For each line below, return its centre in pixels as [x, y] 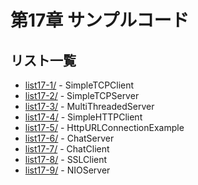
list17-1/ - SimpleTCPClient [79, 85]
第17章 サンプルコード [100, 20]
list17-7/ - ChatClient [67, 149]
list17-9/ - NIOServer [67, 170]
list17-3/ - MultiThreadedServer [89, 106]
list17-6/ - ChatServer [69, 138]
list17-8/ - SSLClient [66, 159]
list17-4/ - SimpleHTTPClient [83, 117]
